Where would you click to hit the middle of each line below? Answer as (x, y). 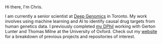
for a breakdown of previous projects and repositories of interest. (70, 36)
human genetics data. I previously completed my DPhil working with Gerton (80, 26)
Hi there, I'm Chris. (24, 7)
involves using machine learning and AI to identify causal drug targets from (80, 21)
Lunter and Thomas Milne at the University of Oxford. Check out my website (81, 31)
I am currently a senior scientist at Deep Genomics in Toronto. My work (76, 16)
